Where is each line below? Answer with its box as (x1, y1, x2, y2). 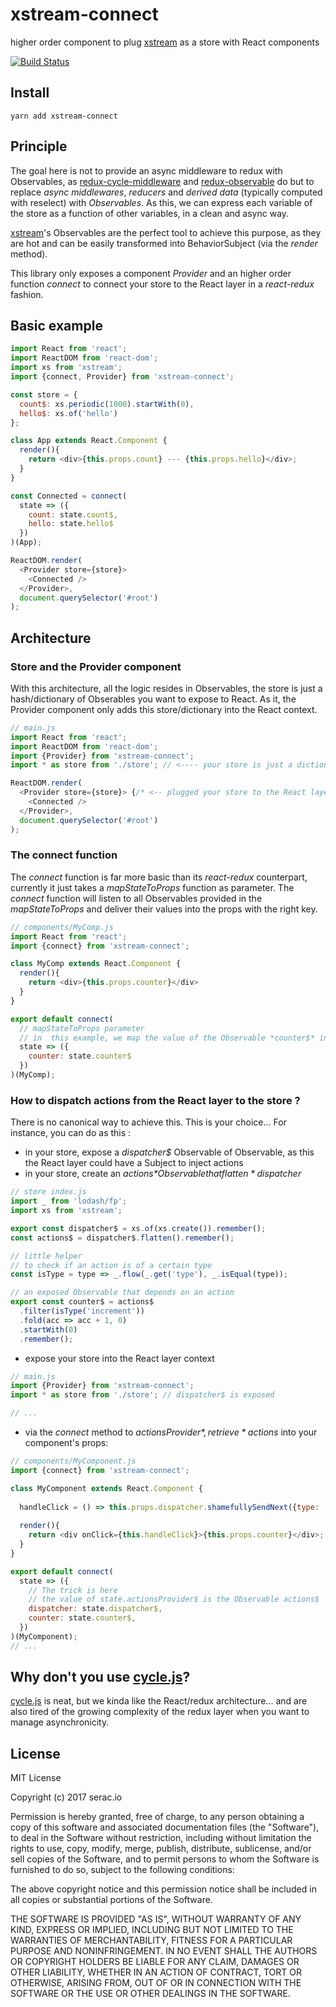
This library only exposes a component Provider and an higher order (10, 267, 292, 279)
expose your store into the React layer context (24, 1352, 215, 1364)
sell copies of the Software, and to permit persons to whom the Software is (10, 1853, 320, 1865)
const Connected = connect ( (10, 491, 128, 501)
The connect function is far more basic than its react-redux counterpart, (10, 871, 308, 883)
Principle (10, 138, 68, 155)
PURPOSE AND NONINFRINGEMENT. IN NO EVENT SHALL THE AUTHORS (10, 1945, 318, 1957)
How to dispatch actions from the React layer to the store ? (10, 1093, 301, 1107)
